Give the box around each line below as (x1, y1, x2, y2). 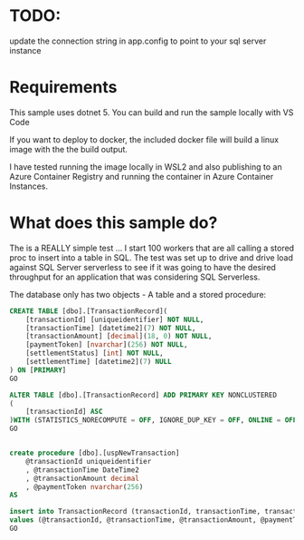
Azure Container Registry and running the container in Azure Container (9, 171, 274, 182)
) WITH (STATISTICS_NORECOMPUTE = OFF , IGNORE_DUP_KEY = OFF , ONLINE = (9, 416, 281, 425)
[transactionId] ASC (25, 407, 103, 417)
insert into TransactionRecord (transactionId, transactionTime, (9, 507, 261, 516)
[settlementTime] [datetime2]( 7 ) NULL (25, 358, 172, 367)
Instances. (9, 181, 48, 191)
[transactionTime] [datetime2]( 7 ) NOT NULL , (25, 323, 196, 332)
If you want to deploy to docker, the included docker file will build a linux (9, 133, 280, 145)
